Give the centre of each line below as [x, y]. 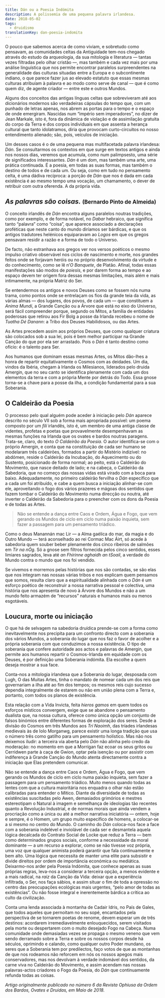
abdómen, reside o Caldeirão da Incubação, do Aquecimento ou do [73, 457]
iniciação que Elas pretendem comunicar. [47, 762]
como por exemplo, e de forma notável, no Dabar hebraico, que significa [79, 219]
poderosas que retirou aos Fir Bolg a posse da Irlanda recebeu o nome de [80, 316]
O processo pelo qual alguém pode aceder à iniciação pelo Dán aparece [79, 415]
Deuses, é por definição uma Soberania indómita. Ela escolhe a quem [76, 660]
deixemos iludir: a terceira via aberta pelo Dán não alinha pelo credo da [78, 742]
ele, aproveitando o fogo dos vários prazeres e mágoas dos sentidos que [79, 488]
